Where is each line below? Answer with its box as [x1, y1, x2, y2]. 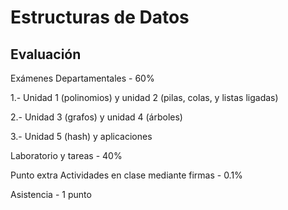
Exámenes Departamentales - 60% [10, 72, 155, 84]
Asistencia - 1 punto [10, 189, 92, 200]
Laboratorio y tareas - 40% [10, 150, 123, 161]
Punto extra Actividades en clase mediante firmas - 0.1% [10, 169, 243, 181]
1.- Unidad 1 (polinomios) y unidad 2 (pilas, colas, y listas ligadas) [10, 92, 279, 103]
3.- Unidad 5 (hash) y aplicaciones [10, 131, 153, 142]
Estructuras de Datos [10, 6, 190, 29]
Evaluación [10, 46, 82, 63]
